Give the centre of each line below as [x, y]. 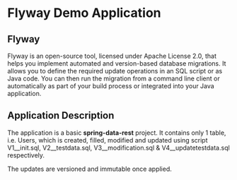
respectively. [26, 155]
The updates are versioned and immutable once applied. [89, 169]
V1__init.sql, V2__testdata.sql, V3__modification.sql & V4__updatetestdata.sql [118, 148]
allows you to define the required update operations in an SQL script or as [115, 71]
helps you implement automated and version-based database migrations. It [117, 64]
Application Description [61, 115]
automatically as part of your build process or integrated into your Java [111, 86]
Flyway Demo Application [84, 13]
